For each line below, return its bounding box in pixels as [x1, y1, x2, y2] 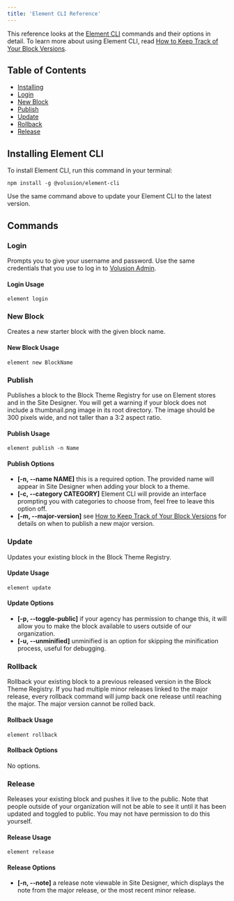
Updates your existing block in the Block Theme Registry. [7, 552, 172, 561]
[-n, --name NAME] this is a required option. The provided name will [17, 475, 214, 483]
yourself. [7, 817, 33, 826]
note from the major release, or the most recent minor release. [17, 886, 196, 895]
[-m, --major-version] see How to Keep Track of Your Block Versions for [17, 512, 227, 520]
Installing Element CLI [7, 147, 104, 159]
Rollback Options [7, 746, 58, 754]
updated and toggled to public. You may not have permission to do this [7, 810, 210, 818]
